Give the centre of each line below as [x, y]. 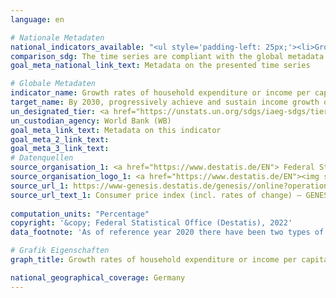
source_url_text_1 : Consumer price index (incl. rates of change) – [156, 195]
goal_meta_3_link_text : [60, 149]
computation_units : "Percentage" [80, 214]
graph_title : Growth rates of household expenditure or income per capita [169, 260]
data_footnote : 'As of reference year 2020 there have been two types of [167, 232]
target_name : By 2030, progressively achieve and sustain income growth [165, 102]
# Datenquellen [42, 158]
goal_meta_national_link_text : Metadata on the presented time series [160, 66]
